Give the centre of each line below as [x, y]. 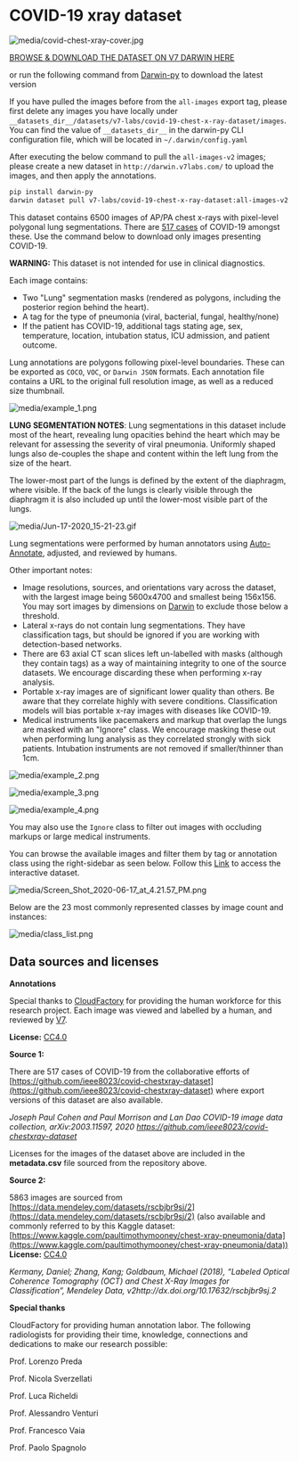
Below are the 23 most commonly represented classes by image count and [146, 907]
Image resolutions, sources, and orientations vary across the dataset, [149, 587]
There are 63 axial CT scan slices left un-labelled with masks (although [152, 653]
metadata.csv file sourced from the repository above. [108, 1162]
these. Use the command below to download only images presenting [135, 236]
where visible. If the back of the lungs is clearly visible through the [131, 489]
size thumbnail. [37, 390]
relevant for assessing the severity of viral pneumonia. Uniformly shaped [142, 444]
